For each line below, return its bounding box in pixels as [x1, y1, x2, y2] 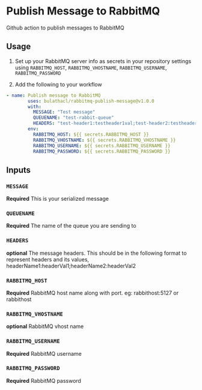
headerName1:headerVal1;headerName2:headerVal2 [6, 262, 136, 269]
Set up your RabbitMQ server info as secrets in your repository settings [14, 57, 191, 64]
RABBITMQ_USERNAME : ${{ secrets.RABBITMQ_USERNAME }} [32, 142, 171, 148]
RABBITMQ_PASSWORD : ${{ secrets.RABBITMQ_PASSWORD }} [32, 148, 171, 154]
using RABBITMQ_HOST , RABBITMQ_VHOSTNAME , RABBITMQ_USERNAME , [14, 64, 167, 71]
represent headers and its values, [6, 255, 89, 263]
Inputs [6, 165, 31, 175]
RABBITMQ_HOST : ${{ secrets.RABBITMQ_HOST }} [32, 131, 149, 138]
